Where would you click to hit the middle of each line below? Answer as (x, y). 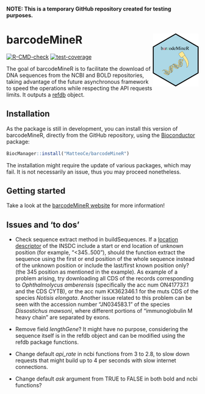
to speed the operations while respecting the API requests (79, 88)
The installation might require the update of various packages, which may (99, 165)
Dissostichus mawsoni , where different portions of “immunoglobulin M (104, 311)
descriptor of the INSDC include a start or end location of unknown (99, 246)
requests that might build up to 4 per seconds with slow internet (95, 360)
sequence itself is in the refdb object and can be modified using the (100, 336)
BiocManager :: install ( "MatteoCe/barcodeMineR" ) (68, 153)
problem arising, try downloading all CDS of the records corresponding (104, 279)
